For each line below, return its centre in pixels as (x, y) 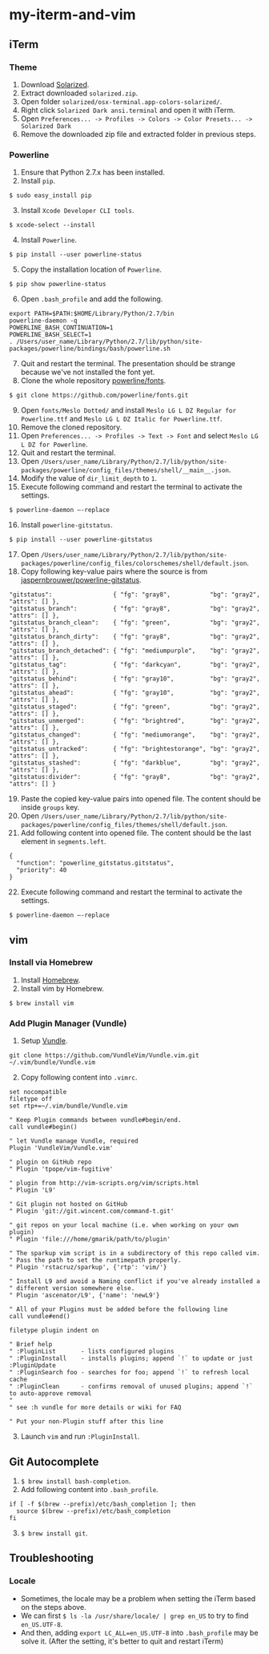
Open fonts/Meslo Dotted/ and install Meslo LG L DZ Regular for (128, 410)
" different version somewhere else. (72, 1289)
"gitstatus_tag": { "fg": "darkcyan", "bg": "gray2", (135, 665)
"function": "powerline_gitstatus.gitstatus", (95, 863)
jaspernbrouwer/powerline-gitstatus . (81, 580)
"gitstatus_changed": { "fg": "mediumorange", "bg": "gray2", (135, 735)
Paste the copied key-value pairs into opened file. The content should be (141, 799)
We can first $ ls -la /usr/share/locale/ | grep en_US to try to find (134, 1616)
